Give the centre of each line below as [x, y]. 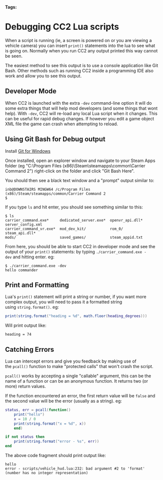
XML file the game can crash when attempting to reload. [61, 124]
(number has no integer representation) [47, 473]
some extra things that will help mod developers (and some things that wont [81, 108]
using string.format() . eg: [32, 307]
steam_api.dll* [20, 233]
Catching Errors [30, 349]
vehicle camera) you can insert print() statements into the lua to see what [80, 46]
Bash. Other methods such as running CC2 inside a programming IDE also [79, 70]
